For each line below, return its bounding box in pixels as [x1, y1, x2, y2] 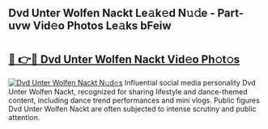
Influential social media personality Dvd [124, 78, 257, 87]
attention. [8, 113, 40, 122]
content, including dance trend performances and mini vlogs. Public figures [8, 96, 261, 105]
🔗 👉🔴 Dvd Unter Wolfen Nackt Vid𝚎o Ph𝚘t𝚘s [8, 52, 240, 66]
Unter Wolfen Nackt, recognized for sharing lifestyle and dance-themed [8, 87, 249, 96]
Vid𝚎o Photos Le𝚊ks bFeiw [32, 19, 172, 33]
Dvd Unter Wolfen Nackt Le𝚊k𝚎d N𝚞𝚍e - [8, 6, 216, 20]
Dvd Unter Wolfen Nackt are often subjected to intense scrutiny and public [8, 104, 257, 114]
